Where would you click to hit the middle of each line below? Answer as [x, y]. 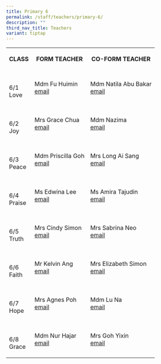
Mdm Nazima [108, 120]
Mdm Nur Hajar [55, 336]
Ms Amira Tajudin [114, 192]
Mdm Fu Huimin [56, 84]
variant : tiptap [26, 33]
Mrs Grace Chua [57, 120]
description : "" [26, 22]
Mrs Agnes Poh [56, 300]
